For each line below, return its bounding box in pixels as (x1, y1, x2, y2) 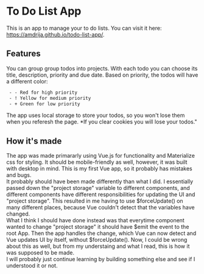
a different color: (6, 77, 48, 85)
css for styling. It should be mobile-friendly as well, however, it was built (6, 158, 188, 166)
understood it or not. (6, 262, 58, 269)
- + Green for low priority (9, 100, 80, 107)
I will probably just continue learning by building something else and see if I (6, 256, 195, 263)
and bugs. (6, 172, 32, 179)
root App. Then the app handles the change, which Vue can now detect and (6, 230, 197, 237)
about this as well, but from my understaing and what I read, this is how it (6, 242, 190, 250)
